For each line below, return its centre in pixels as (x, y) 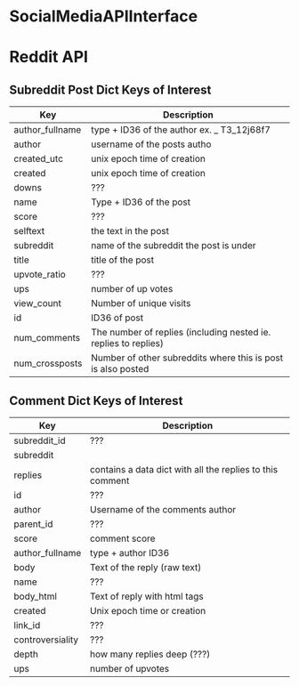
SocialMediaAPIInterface (104, 16)
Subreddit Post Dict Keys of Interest (110, 89)
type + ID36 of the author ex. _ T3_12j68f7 (181, 130)
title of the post (122, 260)
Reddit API (49, 57)
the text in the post (129, 231)
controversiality (46, 640)
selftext (29, 231)
